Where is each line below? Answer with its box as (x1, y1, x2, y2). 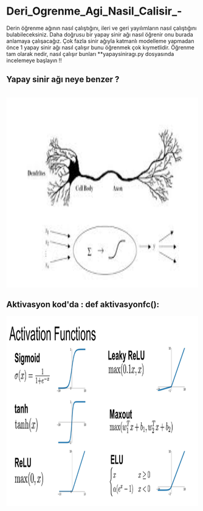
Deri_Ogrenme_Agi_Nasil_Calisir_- (6, 4, 182, 18)
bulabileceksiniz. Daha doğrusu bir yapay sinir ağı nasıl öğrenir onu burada (6, 30, 193, 38)
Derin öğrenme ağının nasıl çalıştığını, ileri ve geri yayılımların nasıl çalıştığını (6, 24, 197, 32)
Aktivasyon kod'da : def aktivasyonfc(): (6, 299, 160, 310)
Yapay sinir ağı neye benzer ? (6, 74, 120, 85)
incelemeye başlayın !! (6, 57, 62, 64)
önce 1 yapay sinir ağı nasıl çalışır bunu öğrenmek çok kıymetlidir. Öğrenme (6, 44, 194, 51)
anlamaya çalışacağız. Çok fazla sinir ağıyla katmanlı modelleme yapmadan (6, 37, 194, 44)
